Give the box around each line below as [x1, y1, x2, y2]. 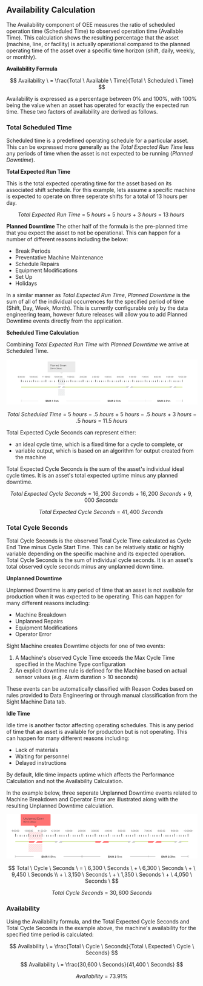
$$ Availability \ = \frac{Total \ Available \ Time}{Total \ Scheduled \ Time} [10, 77, 194, 84]
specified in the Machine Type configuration [15, 660, 126, 668]
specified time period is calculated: [6, 931, 94, 938]
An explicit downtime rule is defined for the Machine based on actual [15, 667, 187, 674]
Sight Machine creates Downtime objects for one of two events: [6, 642, 165, 649]
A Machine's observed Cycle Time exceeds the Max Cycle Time [15, 654, 175, 662]
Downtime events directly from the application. [6, 317, 123, 324]
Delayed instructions [15, 759, 67, 767]
